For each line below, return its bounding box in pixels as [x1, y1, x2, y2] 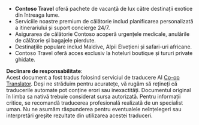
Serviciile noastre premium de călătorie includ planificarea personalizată [14, 18, 194, 25]
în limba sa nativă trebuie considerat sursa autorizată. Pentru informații [6, 93, 181, 100]
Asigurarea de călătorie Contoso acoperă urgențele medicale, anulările [14, 31, 190, 38]
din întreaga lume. [14, 11, 60, 19]
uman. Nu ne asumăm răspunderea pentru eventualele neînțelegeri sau [6, 106, 182, 112]
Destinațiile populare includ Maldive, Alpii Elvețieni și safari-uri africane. [14, 43, 192, 50]
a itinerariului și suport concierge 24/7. [14, 24, 110, 31]
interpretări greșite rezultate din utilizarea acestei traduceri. [6, 112, 153, 119]
